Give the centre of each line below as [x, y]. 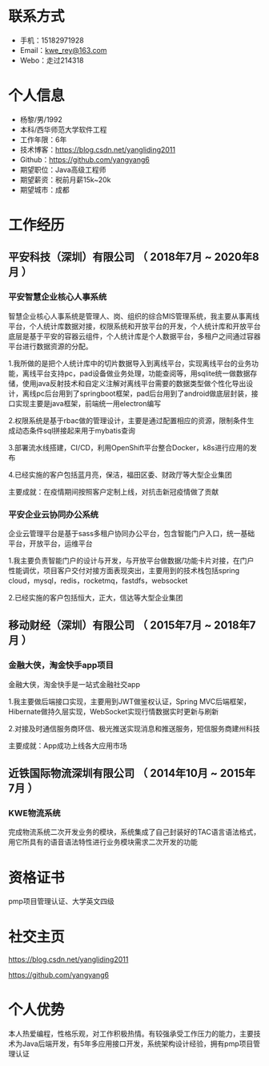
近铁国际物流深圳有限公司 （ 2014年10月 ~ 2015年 [132, 773]
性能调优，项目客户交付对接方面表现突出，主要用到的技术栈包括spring [124, 571]
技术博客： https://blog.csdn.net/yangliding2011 [98, 149]
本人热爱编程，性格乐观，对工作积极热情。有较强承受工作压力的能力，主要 [131, 1034]
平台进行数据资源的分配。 [50, 346]
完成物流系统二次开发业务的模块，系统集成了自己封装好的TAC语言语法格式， [134, 832]
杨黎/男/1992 [41, 119]
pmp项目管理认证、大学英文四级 [61, 901]
